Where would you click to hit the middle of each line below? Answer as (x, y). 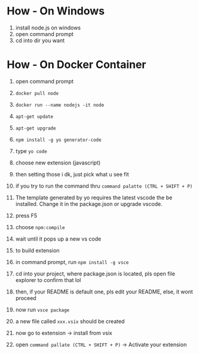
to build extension (37, 250)
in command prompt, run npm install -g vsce (72, 262)
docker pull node (37, 93)
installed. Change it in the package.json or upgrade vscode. (89, 204)
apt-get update (34, 116)
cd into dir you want (40, 40)
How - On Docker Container (76, 65)
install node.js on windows (48, 28)
